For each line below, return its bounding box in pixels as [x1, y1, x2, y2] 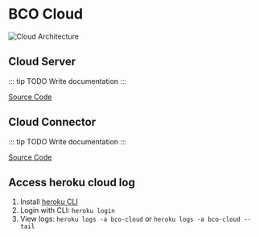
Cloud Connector [8, 115, 97, 129]
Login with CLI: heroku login [19, 206, 115, 215]
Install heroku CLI [19, 197, 79, 206]
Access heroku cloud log [8, 175, 135, 189]
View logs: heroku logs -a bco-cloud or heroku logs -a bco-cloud [19, 214, 241, 224]
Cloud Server [8, 55, 76, 69]
